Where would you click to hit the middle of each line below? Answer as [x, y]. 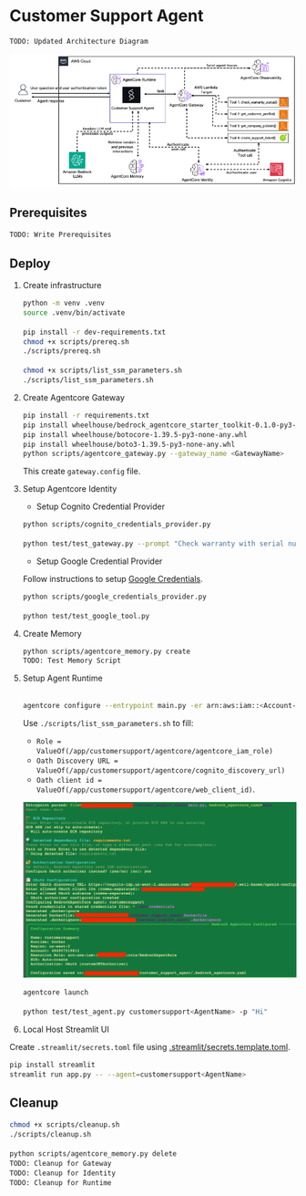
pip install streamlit [52, 1065]
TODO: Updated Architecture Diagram [79, 41]
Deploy [30, 263]
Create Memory [52, 633]
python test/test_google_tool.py [86, 616]
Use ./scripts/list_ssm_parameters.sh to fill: [108, 723]
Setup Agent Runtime [62, 678]
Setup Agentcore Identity [70, 489]
